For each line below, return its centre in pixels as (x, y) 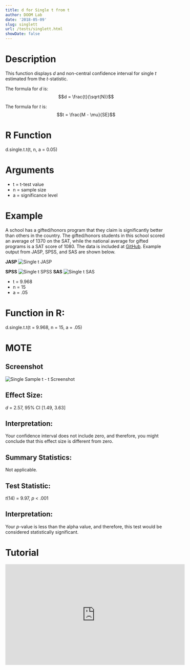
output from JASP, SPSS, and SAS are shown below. (60, 252)
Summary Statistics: (39, 457)
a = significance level (35, 195)
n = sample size (29, 189)
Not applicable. (21, 470)
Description (31, 59)
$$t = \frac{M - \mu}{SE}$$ (86, 114)
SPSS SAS (34, 271)
